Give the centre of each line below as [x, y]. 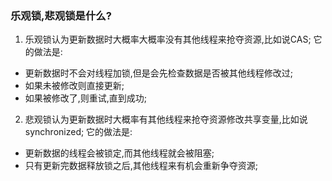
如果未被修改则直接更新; [74, 86]
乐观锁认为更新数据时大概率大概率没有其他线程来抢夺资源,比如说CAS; [168, 39]
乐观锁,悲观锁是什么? [61, 15]
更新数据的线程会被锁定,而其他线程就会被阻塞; [119, 153]
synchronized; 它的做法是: [78, 132]
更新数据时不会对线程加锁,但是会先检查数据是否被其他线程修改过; [159, 73]
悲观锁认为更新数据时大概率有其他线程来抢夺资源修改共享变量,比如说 [166, 119]
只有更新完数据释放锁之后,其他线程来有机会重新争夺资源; [141, 166]
